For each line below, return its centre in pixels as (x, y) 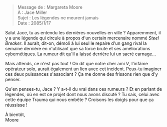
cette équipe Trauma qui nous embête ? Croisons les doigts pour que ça (79, 100)
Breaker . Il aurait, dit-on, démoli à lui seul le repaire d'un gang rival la (76, 43)
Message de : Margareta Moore (50, 7)
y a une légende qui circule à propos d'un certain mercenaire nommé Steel (82, 38)
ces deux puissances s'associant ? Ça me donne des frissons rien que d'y (82, 74)
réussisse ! (16, 105)
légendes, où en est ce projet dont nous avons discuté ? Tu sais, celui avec (82, 94)
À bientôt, (15, 115)
